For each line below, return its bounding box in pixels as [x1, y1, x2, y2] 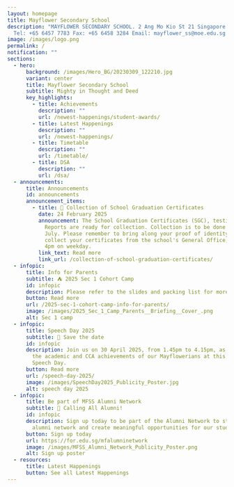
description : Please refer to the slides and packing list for [25, 288, 214, 296]
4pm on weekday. [44, 243, 92, 250]
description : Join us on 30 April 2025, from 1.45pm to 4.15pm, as [25, 346, 226, 353]
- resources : [13, 456, 52, 463]
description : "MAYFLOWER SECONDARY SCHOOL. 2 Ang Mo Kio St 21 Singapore [7, 23, 226, 30]
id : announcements [25, 191, 79, 198]
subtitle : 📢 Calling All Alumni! [25, 405, 123, 412]
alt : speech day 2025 [25, 385, 89, 392]
